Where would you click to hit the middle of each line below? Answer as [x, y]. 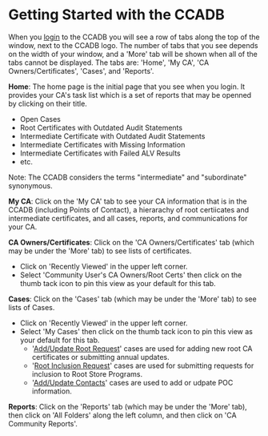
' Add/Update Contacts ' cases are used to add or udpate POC [132, 382]
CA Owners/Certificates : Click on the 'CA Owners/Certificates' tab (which [131, 242]
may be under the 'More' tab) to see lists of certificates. [100, 251]
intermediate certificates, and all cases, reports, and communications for [128, 218]
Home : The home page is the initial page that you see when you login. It [127, 87]
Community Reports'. [43, 423]
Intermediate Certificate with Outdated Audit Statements [112, 136]
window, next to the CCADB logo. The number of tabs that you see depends [133, 45]
